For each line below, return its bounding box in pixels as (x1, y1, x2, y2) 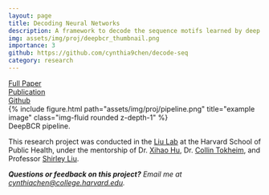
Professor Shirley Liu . (8, 153, 79, 163)
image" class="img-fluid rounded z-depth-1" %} (8, 112, 169, 122)
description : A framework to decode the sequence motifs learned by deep (8, 26, 261, 35)
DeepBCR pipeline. (8, 121, 71, 131)
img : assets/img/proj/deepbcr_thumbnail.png (8, 34, 160, 43)
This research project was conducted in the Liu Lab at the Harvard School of (8, 136, 262, 146)
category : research (8, 57, 74, 65)
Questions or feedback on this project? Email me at (8, 169, 182, 179)
